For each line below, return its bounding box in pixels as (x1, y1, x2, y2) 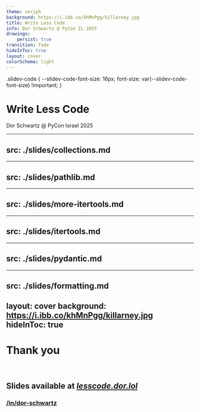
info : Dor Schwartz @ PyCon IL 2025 (6, 25, 97, 32)
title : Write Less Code (6, 20, 65, 26)
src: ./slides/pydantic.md (6, 254, 102, 264)
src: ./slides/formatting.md (6, 281, 109, 291)
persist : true (17, 36, 52, 42)
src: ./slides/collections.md (6, 144, 111, 155)
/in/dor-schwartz (6, 398, 58, 407)
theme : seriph (6, 8, 42, 15)
